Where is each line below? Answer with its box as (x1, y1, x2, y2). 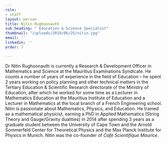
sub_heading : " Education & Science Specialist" (5, 26, 109, 31)
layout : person (5, 17, 37, 22)
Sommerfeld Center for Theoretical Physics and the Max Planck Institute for (5, 126, 161, 133)
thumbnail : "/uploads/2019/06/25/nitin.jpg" (5, 31, 100, 36)
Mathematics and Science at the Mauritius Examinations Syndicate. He (5, 68, 151, 74)
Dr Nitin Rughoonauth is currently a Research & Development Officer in (5, 63, 152, 69)
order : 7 (5, 45, 24, 50)
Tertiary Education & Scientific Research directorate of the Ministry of (5, 84, 149, 90)
